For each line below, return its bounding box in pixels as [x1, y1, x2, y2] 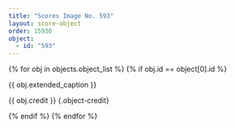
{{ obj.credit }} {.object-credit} [8, 96, 109, 105]
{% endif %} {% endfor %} [8, 111, 98, 122]
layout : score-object [8, 19, 82, 28]
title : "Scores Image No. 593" [8, 11, 114, 20]
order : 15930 [8, 27, 53, 35]
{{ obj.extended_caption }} [8, 80, 97, 90]
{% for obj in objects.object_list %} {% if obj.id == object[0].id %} [8, 64, 228, 74]
